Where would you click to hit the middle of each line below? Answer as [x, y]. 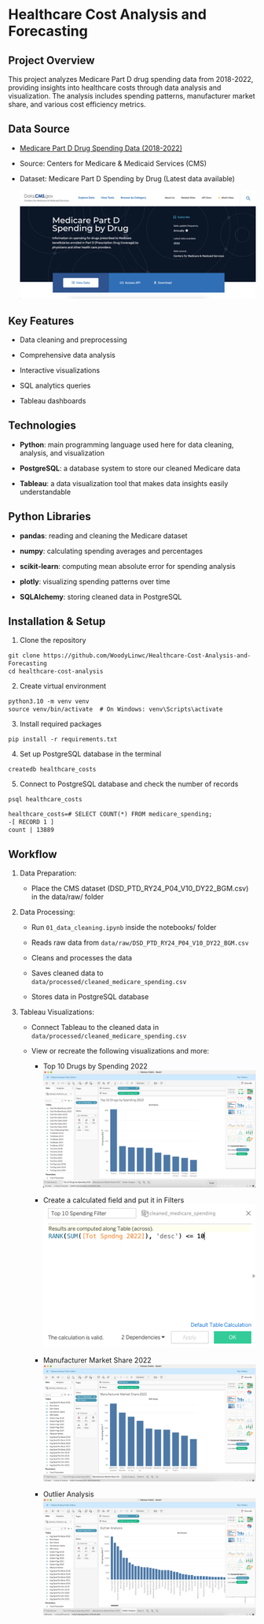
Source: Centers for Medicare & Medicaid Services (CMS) [113, 163]
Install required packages [60, 724]
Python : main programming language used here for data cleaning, [126, 444]
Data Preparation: [48, 873]
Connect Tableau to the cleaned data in [95, 1028]
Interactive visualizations [60, 370]
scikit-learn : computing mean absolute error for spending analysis [127, 566]
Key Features [41, 321]
